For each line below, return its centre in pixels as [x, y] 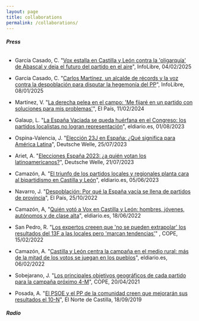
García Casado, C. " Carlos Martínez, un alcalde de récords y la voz [97, 78]
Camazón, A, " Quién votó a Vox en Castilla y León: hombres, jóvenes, [100, 209]
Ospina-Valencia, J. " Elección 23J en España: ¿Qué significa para [95, 138]
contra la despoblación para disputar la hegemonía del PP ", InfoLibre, [99, 84]
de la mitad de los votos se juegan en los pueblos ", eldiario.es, [91, 257]
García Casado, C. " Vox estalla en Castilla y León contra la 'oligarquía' [100, 60]
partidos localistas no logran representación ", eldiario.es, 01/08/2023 [99, 126]
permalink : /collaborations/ [42, 23]
